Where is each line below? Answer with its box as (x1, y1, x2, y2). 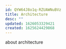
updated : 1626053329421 (5, 21, 55, 26)
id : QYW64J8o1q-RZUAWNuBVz (5, 7, 61, 12)
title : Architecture (5, 12, 48, 17)
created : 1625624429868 (5, 26, 55, 31)
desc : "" (5, 16, 23, 21)
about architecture (5, 39, 43, 45)
